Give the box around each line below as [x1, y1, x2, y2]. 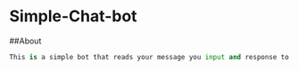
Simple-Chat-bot [9, 6, 137, 27]
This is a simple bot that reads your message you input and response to [9, 52, 290, 61]
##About [9, 35, 42, 46]
